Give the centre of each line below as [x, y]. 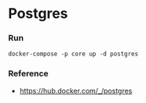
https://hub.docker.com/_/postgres [76, 91]
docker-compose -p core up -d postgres [73, 54]
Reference [28, 73]
